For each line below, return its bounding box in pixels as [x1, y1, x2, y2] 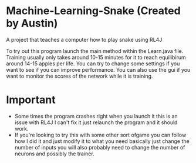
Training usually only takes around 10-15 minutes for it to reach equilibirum [6, 54, 186, 61]
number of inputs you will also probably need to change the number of [14, 144, 185, 151]
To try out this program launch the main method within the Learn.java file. [6, 47, 184, 54]
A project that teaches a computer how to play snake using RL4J [6, 36, 163, 43]
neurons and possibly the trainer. [14, 150, 95, 157]
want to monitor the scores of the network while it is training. [6, 72, 153, 79]
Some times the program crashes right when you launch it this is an [14, 112, 178, 119]
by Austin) [6, 16, 58, 30]
